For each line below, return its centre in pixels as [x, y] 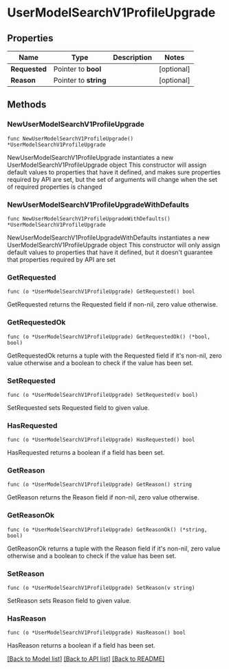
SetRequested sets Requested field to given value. [78, 407]
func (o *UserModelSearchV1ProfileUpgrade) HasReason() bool [97, 633]
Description [133, 58]
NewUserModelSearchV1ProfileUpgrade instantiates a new [90, 157]
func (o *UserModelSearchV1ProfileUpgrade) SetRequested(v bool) [102, 395]
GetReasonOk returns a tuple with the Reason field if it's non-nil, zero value [114, 548]
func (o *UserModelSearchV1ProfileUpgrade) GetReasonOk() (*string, [107, 529]
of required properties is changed [55, 187]
